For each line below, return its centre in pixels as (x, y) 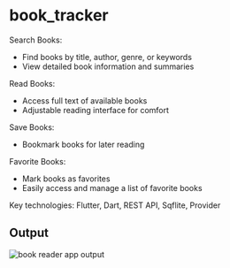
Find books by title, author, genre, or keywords (107, 57)
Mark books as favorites (66, 179)
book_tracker (59, 15)
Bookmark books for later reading (83, 144)
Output (29, 233)
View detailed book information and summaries (108, 66)
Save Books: (32, 127)
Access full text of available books (84, 100)
